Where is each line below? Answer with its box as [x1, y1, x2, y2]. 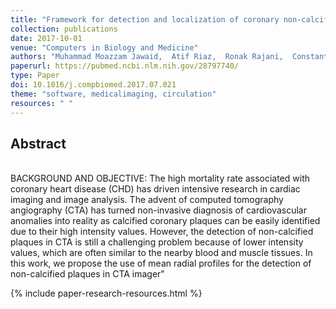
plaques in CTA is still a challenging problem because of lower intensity [10, 236, 304, 248]
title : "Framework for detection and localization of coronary [10, 14, 280, 25]
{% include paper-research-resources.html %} [10, 287, 203, 300]
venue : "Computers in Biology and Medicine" [10, 42, 199, 53]
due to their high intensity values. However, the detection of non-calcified [10, 226, 314, 238]
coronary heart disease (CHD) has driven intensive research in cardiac [10, 183, 301, 195]
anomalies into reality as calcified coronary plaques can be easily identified [10, 215, 321, 227]
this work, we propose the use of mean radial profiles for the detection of [10, 257, 312, 270]
